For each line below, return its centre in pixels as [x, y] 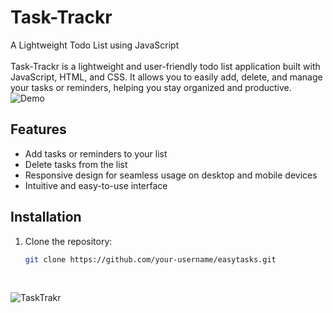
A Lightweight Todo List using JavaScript [95, 45]
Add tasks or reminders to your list [96, 153]
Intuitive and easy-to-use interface [96, 185]
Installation [46, 217]
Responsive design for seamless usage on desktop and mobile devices [171, 175]
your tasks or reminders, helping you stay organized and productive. [151, 87]
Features [38, 129]
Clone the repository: [68, 241]
